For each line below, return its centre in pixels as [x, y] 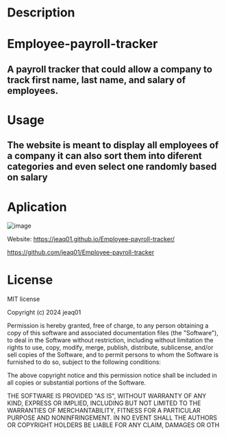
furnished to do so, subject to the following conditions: [84, 362]
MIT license [24, 299]
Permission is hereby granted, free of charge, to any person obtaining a [108, 326]
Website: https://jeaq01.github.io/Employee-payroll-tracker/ [91, 239]
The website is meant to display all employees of [113, 145]
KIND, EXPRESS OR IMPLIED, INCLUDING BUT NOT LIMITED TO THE [104, 403]
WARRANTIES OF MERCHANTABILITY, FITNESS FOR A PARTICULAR [104, 411]
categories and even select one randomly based [112, 167]
